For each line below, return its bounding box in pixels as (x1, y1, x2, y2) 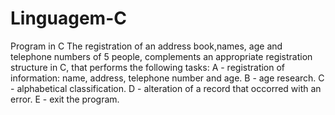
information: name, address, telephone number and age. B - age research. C (10, 72, 325, 84)
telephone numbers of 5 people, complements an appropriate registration (10, 50, 313, 62)
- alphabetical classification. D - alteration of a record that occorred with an (10, 82, 322, 94)
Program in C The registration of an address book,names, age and (10, 40, 283, 52)
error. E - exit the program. (10, 93, 120, 105)
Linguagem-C (10, 7, 127, 30)
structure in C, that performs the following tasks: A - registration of (10, 61, 286, 73)
